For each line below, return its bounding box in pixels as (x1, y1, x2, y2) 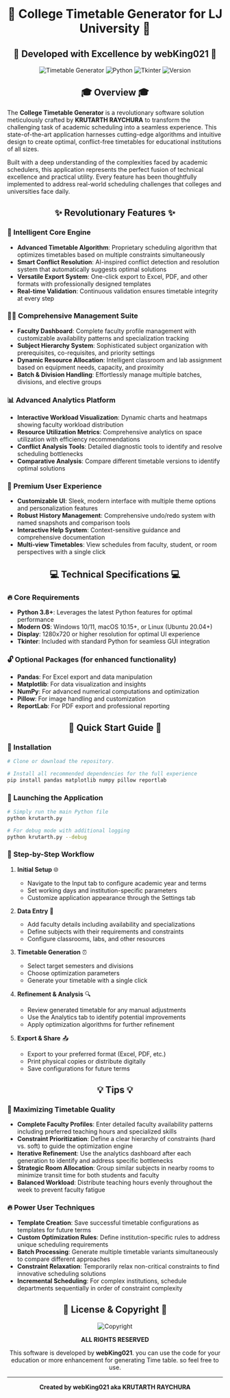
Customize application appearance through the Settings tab (27, 893, 196, 901)
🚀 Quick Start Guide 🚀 (68, 722, 162, 734)
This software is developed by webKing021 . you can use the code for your (9, 1349, 221, 1357)
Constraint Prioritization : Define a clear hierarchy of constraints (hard (16, 1135, 216, 1143)
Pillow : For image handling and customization (16, 695, 146, 703)
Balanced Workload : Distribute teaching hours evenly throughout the (16, 1178, 213, 1187)
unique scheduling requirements (16, 1240, 109, 1249)
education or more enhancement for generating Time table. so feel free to (11, 1356, 219, 1364)
